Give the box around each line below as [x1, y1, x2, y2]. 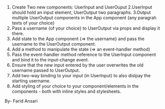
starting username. [11, 78, 51, 84]
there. [11, 31, 24, 36]
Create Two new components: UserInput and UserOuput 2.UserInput [11, 4, 152, 10]
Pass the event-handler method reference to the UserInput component [11, 52, 157, 57]
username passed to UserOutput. [11, 67, 80, 73]
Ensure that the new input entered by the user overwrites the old [11, 62, 144, 68]
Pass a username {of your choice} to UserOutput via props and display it [11, 25, 160, 31]
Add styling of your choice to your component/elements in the [11, 83, 139, 89]
